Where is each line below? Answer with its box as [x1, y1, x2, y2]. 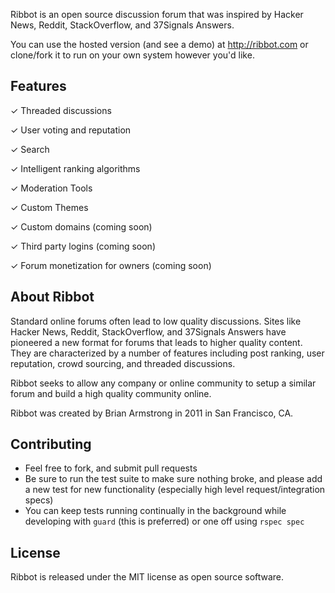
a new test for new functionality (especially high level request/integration [24, 484, 326, 496]
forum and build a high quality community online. [10, 387, 212, 399]
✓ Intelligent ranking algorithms [10, 162, 141, 174]
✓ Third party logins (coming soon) [10, 240, 156, 252]
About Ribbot [10, 289, 95, 306]
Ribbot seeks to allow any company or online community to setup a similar [10, 377, 317, 389]
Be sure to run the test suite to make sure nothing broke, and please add [24, 473, 323, 485]
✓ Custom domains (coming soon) [10, 220, 153, 233]
